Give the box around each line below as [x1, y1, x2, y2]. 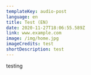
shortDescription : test [6, 47, 65, 52]
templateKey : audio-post [6, 8, 67, 15]
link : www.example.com [6, 30, 62, 36]
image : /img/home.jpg [6, 35, 59, 41]
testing [6, 62, 23, 69]
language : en [6, 14, 38, 20]
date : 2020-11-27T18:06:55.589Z [6, 24, 85, 31]
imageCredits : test [6, 41, 54, 47]
